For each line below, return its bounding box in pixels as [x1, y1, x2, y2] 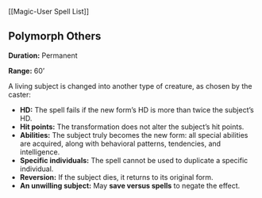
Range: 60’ [8, 66, 45, 75]
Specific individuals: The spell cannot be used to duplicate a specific [19, 155, 249, 165]
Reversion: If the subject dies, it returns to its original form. [19, 172, 214, 181]
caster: [8, 89, 32, 99]
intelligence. [19, 147, 60, 157]
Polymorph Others [8, 29, 102, 43]
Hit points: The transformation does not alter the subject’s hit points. [19, 122, 245, 131]
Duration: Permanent [8, 51, 78, 60]
